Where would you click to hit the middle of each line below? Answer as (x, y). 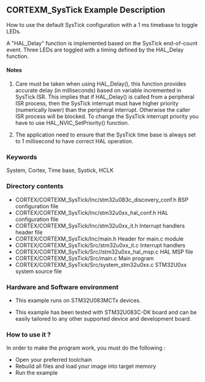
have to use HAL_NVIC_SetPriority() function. (72, 123)
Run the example (36, 373)
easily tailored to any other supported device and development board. (103, 318)
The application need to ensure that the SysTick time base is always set (105, 135)
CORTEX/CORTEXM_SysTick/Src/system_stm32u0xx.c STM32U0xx (101, 264)
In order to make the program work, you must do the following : (86, 348)
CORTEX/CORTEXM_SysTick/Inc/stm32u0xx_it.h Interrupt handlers (100, 225)
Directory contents (35, 186)
